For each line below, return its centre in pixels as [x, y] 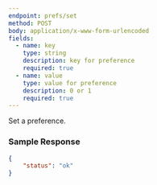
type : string [45, 53]
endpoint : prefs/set [43, 16]
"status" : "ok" [48, 166]
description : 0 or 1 [57, 90]
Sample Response [44, 142]
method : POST [30, 23]
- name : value [39, 76]
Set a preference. [37, 121]
